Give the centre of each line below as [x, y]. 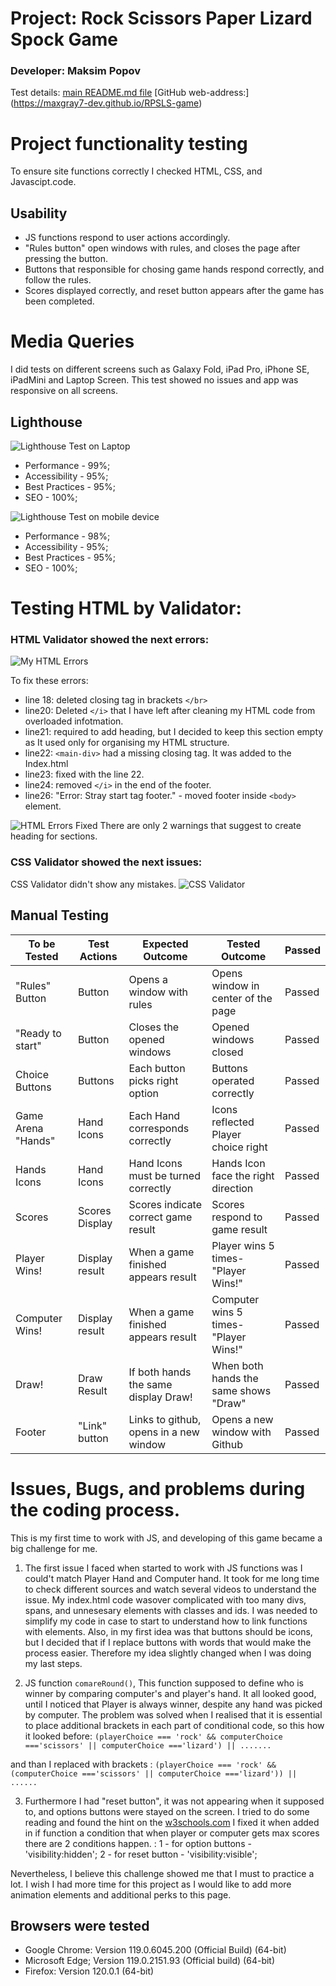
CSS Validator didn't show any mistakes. [93, 884]
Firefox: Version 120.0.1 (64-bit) [89, 1971]
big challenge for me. [54, 1548]
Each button [157, 1068]
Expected [165, 944]
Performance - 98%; [67, 536]
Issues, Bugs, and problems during [158, 1488]
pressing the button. [66, 259]
